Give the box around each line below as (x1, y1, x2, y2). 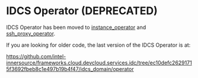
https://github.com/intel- (6, 53, 66, 60)
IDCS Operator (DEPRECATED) (6, 4, 158, 18)
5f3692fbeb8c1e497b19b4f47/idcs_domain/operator (6, 65, 135, 72)
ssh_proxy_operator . (6, 30, 55, 37)
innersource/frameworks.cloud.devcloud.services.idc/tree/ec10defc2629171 (6, 59, 193, 66)
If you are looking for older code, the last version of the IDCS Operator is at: (6, 41, 191, 48)
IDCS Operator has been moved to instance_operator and (6, 24, 146, 31)
